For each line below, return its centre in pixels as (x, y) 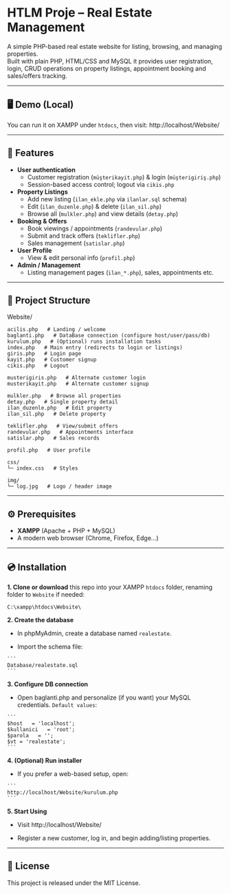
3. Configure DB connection (47, 684)
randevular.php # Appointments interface (70, 433)
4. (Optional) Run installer (45, 761)
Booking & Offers (42, 221)
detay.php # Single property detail (63, 402)
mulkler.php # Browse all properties (64, 396)
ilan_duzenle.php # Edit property (59, 408)
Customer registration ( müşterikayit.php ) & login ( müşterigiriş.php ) (124, 177)
